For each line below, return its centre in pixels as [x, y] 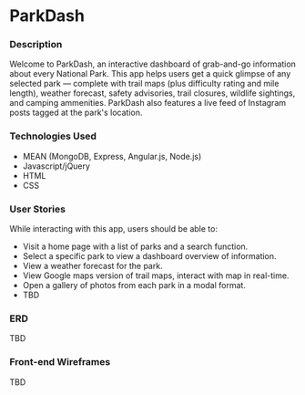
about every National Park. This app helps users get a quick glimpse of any [150, 74]
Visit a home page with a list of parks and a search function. [135, 246]
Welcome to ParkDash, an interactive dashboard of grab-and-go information [152, 64]
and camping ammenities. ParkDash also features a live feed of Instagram [148, 103]
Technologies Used [53, 136]
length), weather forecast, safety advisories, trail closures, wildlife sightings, [152, 93]
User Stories [38, 209]
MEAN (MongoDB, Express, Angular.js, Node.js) [112, 156]
